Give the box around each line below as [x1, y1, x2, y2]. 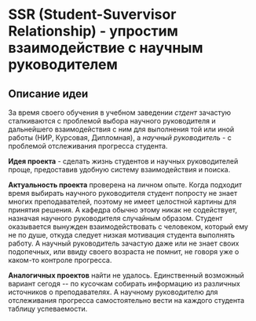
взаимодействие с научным [8, 39, 203, 57]
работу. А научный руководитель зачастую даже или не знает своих [8, 238, 240, 248]
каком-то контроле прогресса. [8, 256, 112, 264]
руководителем [8, 56, 118, 74]
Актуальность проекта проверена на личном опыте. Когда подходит [8, 180, 243, 190]
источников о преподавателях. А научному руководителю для [8, 287, 218, 297]
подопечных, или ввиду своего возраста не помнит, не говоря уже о [8, 247, 240, 256]
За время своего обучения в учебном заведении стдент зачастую [8, 108, 232, 117]
